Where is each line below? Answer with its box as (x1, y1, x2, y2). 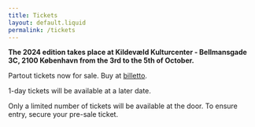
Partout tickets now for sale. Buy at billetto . (8, 71, 148, 81)
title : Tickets (8, 11, 58, 20)
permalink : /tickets (8, 26, 76, 34)
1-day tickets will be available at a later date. (8, 86, 152, 96)
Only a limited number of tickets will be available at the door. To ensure (8, 101, 238, 111)
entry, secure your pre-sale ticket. (8, 110, 119, 119)
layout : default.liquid (8, 19, 87, 27)
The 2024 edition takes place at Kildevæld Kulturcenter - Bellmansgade (8, 48, 248, 57)
